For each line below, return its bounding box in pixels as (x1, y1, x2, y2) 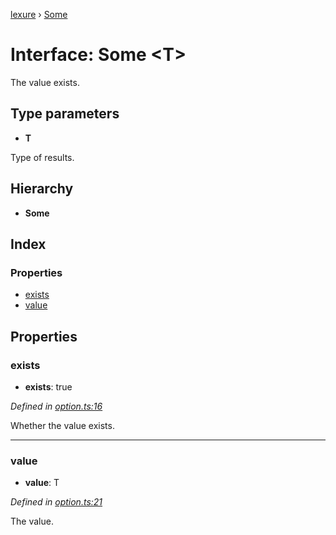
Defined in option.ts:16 (10, 400, 103, 412)
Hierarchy (10, 180, 74, 198)
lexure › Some (10, 9, 68, 20)
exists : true (24, 380, 73, 393)
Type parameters (10, 105, 120, 123)
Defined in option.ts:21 (10, 496, 103, 508)
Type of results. (10, 151, 75, 163)
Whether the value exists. (10, 419, 115, 431)
